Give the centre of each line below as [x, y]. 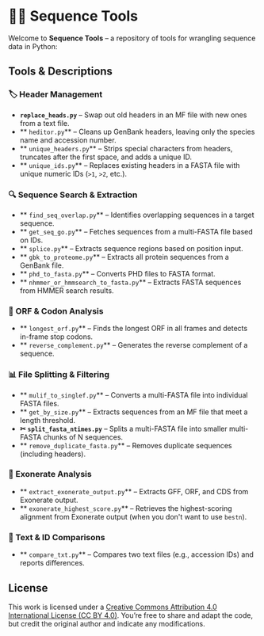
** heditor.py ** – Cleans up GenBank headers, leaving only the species [137, 131]
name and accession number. [68, 140]
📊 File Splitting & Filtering [59, 375]
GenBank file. [42, 265]
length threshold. [48, 420]
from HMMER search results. [67, 290]
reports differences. [52, 563]
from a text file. [44, 123]
